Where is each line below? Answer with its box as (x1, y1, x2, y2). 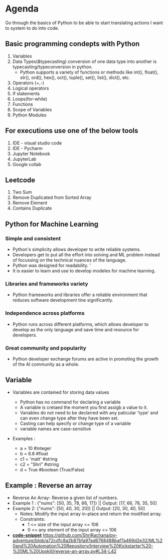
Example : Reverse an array (5, 481, 92, 490)
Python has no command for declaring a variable (20, 399, 121, 405)
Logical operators (12, 85, 49, 91)
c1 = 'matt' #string (20, 456, 58, 462)
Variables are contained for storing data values (12, 389, 109, 395)
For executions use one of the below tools (5, 126, 138, 135)
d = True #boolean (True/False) (20, 466, 85, 472)
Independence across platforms (5, 310, 85, 317)
